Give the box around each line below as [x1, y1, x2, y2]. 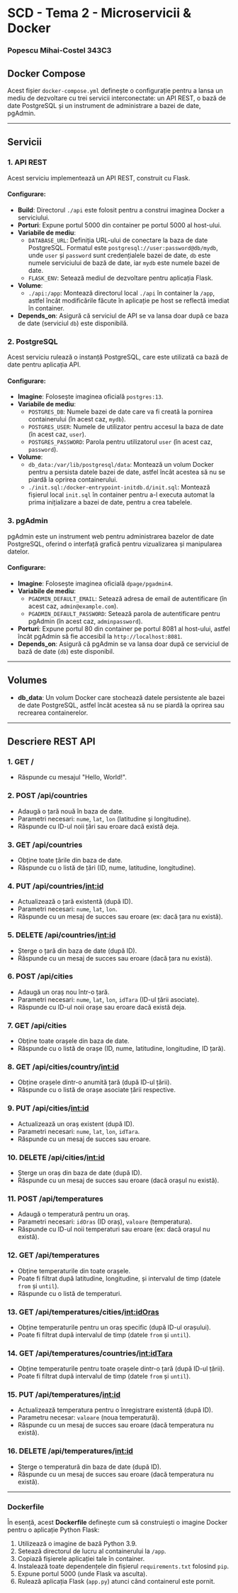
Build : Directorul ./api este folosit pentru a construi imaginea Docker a [17, 205, 225, 214]
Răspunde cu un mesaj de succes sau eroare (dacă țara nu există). [17, 954, 212, 962]
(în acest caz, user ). [28, 430, 86, 438]
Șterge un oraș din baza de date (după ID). [17, 1168, 142, 1177]
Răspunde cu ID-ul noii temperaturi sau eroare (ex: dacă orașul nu [17, 1225, 210, 1233]
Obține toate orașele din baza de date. [17, 1037, 130, 1045]
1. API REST [7, 158, 47, 168]
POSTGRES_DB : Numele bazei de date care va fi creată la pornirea [28, 407, 213, 416]
